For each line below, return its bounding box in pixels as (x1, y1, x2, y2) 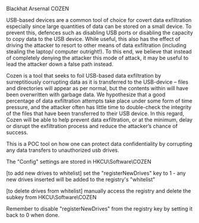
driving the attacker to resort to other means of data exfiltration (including (6, 42, 187, 49)
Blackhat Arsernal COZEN (6, 5, 70, 12)
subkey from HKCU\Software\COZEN (6, 194, 97, 200)
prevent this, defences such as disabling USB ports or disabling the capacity (6, 29, 193, 36)
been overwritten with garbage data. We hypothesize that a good (6, 91, 166, 98)
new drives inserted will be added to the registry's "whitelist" (6, 176, 156, 183)
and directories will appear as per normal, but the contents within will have (6, 85, 188, 91)
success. (6, 129, 29, 136)
